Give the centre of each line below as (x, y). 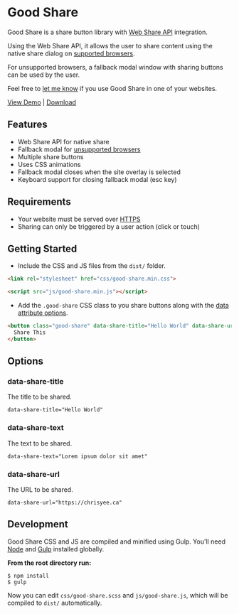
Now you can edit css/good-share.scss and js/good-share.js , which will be (118, 595)
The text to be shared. (40, 443)
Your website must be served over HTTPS (79, 219)
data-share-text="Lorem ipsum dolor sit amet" (78, 456)
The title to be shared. (40, 397)
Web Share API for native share (64, 141)
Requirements (39, 202)
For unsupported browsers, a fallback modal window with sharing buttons (116, 67)
